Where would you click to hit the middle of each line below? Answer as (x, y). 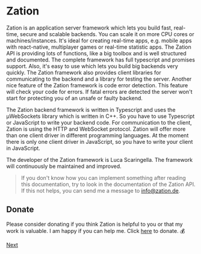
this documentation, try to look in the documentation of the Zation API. (108, 184)
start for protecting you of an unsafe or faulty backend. (75, 98)
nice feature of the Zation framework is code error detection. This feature (97, 85)
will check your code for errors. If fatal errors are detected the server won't (99, 91)
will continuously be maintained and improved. (64, 166)
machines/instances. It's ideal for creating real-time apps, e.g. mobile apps (99, 40)
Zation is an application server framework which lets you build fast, (89, 28)
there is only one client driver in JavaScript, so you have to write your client (100, 141)
